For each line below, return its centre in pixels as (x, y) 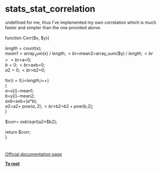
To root (12, 163)
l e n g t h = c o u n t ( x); (23, 48)
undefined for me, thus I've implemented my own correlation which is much (81, 22)
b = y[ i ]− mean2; (20, 96)
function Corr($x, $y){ (27, 38)
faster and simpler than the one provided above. (53, 27)
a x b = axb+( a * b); (21, 101)
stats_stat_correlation (50, 9)
